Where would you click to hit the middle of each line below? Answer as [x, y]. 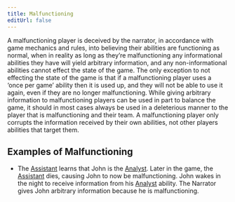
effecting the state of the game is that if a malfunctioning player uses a [109, 77]
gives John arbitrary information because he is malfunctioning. [108, 191]
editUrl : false [29, 20]
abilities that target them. [43, 130]
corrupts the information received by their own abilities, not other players [113, 122]
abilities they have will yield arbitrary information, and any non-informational [117, 62]
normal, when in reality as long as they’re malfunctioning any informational [115, 55]
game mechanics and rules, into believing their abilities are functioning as [113, 48]
